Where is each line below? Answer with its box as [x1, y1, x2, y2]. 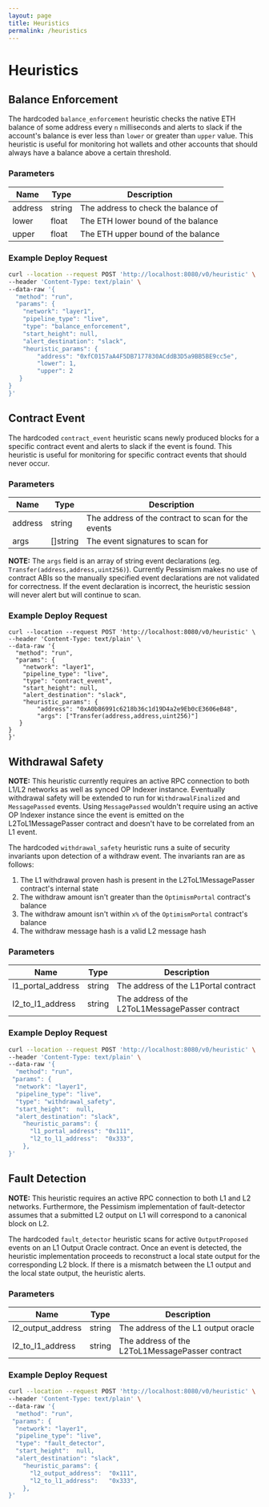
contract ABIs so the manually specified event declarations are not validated [8, 573, 260, 583]
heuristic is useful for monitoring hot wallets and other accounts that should [8, 139, 258, 149]
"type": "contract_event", [22, 677, 113, 685]
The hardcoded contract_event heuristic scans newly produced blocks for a [8, 433, 259, 443]
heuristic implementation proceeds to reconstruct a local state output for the [8, 1251, 260, 1261]
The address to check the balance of [79, 202, 219, 213]
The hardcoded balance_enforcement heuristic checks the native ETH [8, 114, 236, 124]
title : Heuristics [8, 19, 70, 27]
